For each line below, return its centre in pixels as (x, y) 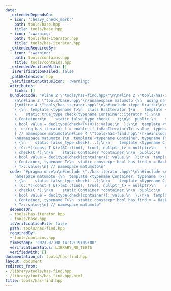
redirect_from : (21, 266)
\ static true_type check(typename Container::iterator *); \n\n (87, 115)
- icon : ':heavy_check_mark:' (42, 19)
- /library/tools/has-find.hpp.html (44, 276)
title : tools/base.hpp (38, 29)
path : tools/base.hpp (37, 24)
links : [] (25, 91)
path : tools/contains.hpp (42, 57)
